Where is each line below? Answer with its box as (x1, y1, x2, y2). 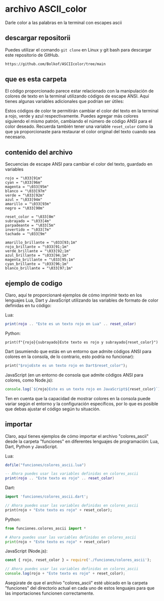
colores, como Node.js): (5, 377, 54, 383)
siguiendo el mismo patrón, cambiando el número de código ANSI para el (5, 119, 152, 124)
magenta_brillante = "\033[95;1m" (5, 257, 76, 263)
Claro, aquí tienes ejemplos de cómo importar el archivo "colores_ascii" (5, 433, 149, 439)
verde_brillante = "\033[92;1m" (5, 249, 71, 254)
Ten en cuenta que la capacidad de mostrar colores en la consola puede (5, 395, 151, 401)
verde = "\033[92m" (5, 193, 45, 198)
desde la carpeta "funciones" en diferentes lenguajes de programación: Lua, (5, 438, 159, 444)
